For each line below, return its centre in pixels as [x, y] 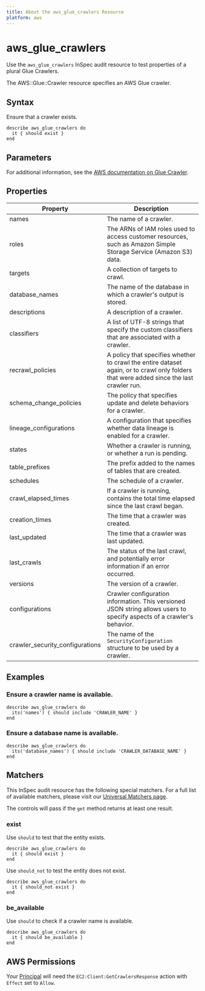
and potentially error [136, 558]
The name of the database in [148, 286]
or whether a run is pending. [147, 453]
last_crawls [25, 562]
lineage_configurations [42, 428]
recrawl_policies [33, 370]
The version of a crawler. [142, 584]
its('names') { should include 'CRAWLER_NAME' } [75, 713]
